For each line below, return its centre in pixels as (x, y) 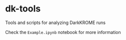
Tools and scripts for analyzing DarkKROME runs (55, 22)
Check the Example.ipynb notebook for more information (63, 32)
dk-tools (23, 9)
